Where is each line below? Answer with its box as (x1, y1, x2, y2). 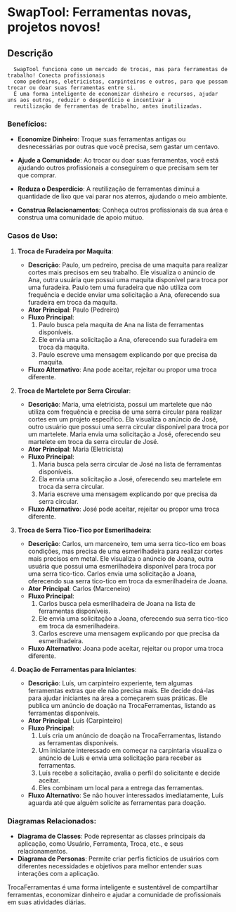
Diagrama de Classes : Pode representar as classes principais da (17, 832, 206, 840)
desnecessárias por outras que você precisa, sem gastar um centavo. (17, 142, 220, 151)
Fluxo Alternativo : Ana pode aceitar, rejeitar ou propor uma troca (27, 365, 217, 374)
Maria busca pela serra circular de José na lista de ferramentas (38, 460, 222, 468)
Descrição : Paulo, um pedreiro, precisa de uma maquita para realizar (27, 260, 228, 269)
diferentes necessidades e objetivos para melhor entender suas (17, 861, 202, 870)
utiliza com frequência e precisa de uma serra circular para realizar (27, 407, 223, 416)
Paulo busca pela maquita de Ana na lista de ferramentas (38, 320, 204, 329)
